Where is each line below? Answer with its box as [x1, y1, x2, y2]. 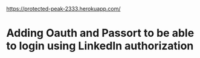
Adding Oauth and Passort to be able [6, 27, 195, 40]
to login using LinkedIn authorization [6, 39, 194, 53]
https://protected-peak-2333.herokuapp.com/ [6, 5, 121, 12]
